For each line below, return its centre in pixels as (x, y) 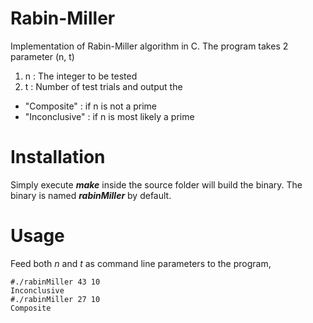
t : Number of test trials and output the (103, 86)
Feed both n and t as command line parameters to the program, (141, 263)
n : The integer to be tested (81, 76)
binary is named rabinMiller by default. (91, 195)
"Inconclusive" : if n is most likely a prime (109, 116)
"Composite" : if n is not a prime (90, 106)
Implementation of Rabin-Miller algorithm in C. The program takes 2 (149, 46)
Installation (58, 157)
